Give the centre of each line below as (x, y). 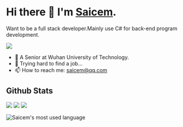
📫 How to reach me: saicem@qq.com (61, 70)
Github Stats (30, 91)
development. (23, 34)
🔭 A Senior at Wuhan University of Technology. (72, 57)
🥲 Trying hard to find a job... (48, 63)
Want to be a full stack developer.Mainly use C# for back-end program (92, 28)
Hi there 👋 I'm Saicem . (61, 12)
